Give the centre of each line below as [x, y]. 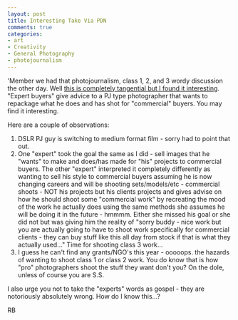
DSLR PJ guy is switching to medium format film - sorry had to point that [124, 138]
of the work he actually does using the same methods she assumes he [121, 207]
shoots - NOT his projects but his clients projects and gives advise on [120, 191]
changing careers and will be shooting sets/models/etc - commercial [119, 184]
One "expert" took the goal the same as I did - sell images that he [114, 153]
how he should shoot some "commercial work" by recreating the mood [121, 199]
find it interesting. [33, 110]
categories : [25, 34]
